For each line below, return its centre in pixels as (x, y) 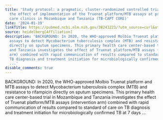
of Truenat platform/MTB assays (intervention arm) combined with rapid (77, 102)
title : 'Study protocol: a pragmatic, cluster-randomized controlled (77, 9)
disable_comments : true (29, 68)
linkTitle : (16, 28)
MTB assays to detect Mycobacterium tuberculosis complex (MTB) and (76, 87)
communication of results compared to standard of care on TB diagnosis (78, 107)
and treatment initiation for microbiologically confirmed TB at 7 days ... (75, 112)
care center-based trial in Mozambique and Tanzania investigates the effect (81, 97)
